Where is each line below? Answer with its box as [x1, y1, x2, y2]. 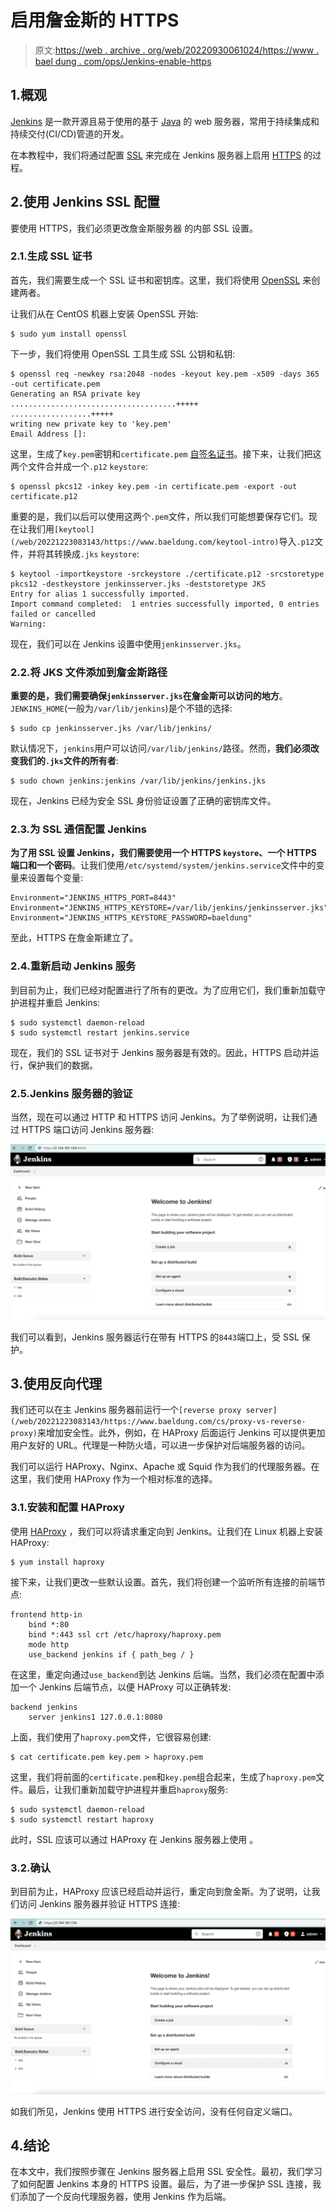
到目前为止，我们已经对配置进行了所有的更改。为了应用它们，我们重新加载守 [10, 984, 326, 996]
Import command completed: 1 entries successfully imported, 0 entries [10, 599, 320, 609]
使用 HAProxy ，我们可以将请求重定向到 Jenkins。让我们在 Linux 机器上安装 [10, 1525, 323, 1537]
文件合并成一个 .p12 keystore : [27, 460, 148, 472]
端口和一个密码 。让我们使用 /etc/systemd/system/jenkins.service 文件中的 [10, 859, 317, 871]
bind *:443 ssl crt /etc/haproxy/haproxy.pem [28, 1629, 222, 1640]
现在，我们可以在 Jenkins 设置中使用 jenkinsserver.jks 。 [10, 637, 247, 650]
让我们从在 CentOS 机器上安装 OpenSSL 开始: [10, 307, 199, 320]
